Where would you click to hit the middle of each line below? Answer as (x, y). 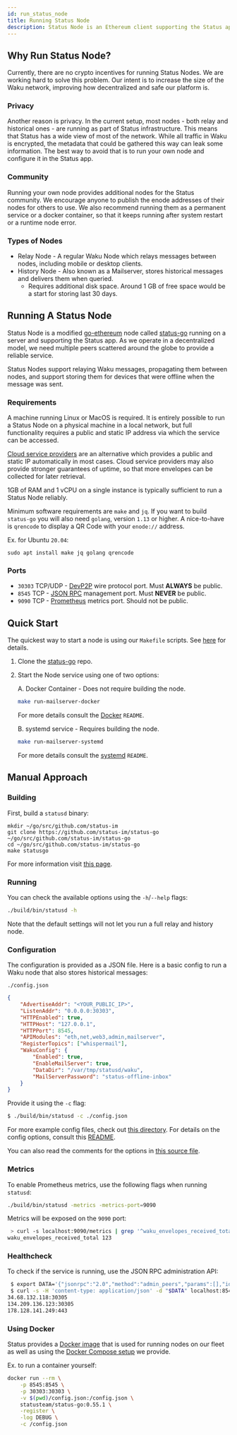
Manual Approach (48, 778)
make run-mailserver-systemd (60, 742)
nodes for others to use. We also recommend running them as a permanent (117, 207)
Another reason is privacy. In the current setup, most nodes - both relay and (118, 121)
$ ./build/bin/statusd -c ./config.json (68, 1117)
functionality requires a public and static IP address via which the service (114, 433)
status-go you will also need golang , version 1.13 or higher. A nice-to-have (116, 519)
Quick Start (33, 623)
